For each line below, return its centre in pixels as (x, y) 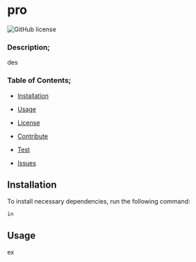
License (28, 122)
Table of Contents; (39, 81)
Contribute (33, 136)
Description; (29, 47)
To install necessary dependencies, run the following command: (99, 202)
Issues (27, 163)
